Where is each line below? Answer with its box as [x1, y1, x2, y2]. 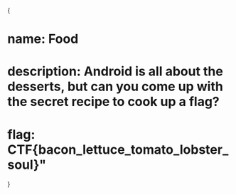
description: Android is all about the [7, 63, 224, 80]
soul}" [7, 157, 46, 173]
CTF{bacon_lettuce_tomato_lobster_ [7, 142, 229, 157]
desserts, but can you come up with [7, 78, 224, 95]
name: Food [7, 31, 79, 47]
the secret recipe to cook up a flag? [7, 94, 220, 110]
